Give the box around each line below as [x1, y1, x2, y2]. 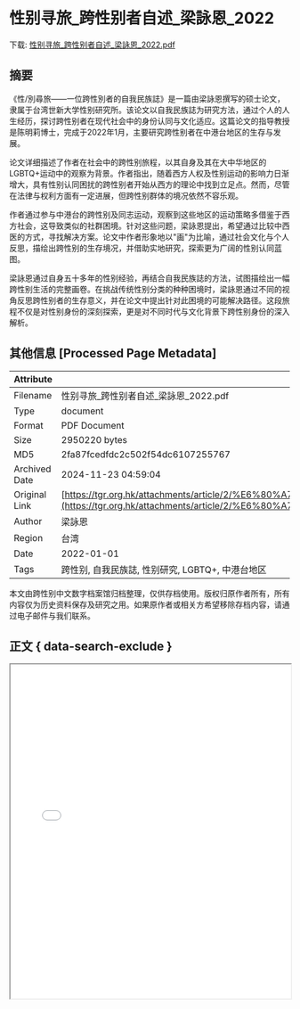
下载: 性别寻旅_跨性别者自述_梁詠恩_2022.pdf [9, 39, 175, 50]
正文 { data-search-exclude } [9, 638, 173, 653]
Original [13, 488, 47, 500]
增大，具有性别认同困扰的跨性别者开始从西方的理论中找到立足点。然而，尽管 [9, 179, 290, 190]
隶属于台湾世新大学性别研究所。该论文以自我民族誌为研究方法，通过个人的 [9, 104, 282, 115]
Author [13, 514, 43, 527]
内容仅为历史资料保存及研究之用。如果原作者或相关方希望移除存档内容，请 [9, 599, 282, 610]
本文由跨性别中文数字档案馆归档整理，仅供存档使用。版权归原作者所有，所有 [9, 587, 290, 598]
